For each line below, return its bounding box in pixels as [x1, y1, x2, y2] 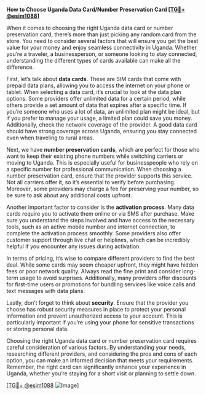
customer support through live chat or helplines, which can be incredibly [6, 237, 191, 243]
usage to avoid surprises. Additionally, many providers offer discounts [19, 274, 197, 281]
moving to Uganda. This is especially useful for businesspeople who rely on [6, 159, 198, 166]
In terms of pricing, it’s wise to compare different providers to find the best [6, 255, 195, 262]
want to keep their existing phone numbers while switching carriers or [6, 152, 183, 160]
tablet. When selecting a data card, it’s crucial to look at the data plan [6, 88, 181, 95]
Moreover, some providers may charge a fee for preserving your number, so [6, 185, 199, 192]
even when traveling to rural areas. [6, 134, 95, 141]
